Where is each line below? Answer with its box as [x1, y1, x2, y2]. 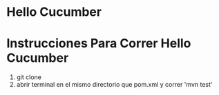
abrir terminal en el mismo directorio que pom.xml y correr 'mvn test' [16, 81, 213, 89]
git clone [16, 73, 42, 81]
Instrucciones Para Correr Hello [6, 36, 191, 52]
